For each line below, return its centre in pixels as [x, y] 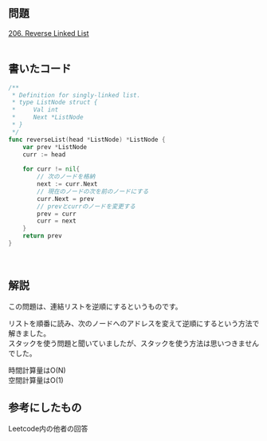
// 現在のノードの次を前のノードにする [93, 191]
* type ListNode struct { [55, 102]
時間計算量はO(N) [37, 370]
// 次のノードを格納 [66, 177]
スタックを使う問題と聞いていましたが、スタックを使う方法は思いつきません [133, 343]
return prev [42, 236]
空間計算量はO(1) [36, 380]
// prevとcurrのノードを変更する [86, 206]
